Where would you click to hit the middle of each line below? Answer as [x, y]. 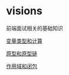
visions [24, 11]
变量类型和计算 [24, 40]
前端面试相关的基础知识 [34, 28]
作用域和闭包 [22, 66]
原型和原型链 [22, 53]
